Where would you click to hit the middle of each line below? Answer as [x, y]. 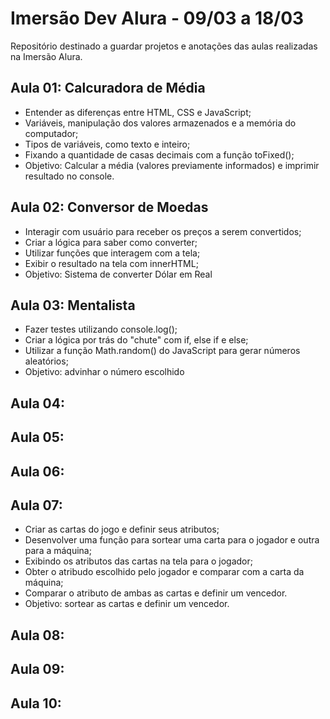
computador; [51, 133]
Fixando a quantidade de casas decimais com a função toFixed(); [159, 154]
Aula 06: [37, 471]
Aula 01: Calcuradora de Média [108, 88]
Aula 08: [37, 635]
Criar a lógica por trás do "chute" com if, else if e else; [136, 340]
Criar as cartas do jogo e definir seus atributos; [122, 529]
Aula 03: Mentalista [73, 305]
